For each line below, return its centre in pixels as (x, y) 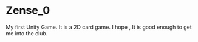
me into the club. (27, 33)
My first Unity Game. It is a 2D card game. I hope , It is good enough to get (99, 27)
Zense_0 (28, 10)
